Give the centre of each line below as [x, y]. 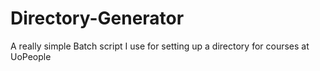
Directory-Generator [97, 18]
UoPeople [31, 56]
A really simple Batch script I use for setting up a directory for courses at [160, 46]
